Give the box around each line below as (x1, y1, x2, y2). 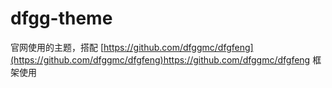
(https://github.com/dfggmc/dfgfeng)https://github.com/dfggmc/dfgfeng (10, 53, 311, 66)
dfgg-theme (10, 7, 113, 30)
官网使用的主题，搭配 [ (10, 41, 105, 53)
